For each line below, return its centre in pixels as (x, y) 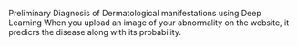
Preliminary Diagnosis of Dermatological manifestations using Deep (135, 13)
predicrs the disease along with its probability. (95, 32)
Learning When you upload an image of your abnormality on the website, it (149, 23)
